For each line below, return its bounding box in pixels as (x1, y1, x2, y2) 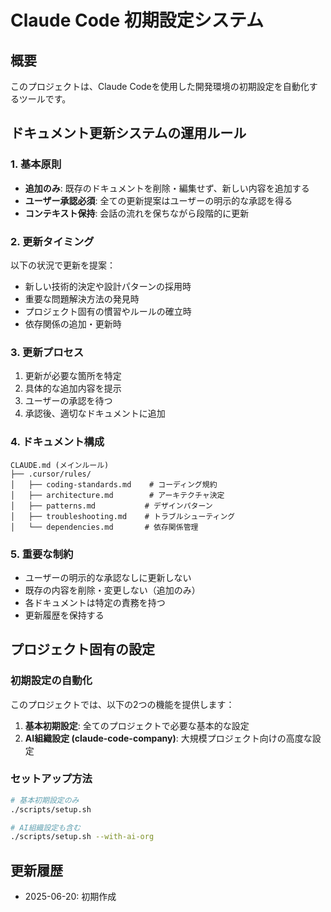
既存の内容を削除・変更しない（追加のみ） (24, 584, 201, 596)
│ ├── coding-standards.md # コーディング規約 (10, 479, 218, 490)
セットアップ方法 (10, 772, 93, 786)
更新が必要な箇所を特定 (24, 370, 122, 382)
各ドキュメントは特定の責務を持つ (24, 596, 166, 608)
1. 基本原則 (10, 157, 62, 171)
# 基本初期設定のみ (10, 795, 80, 805)
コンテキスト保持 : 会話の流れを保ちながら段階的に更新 (24, 207, 250, 219)
